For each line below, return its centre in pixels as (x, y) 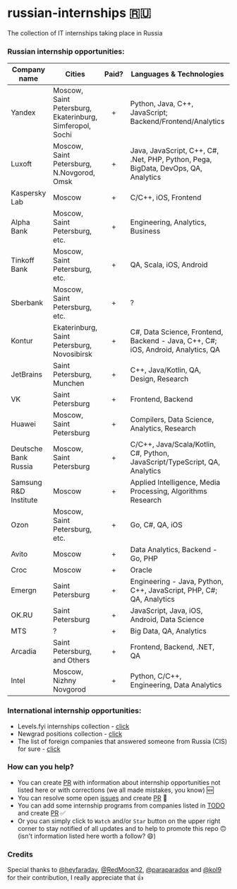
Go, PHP (144, 558)
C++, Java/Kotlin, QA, (166, 370)
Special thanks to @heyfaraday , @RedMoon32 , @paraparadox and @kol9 (115, 870)
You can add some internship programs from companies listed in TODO (121, 805)
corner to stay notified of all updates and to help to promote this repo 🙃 (122, 828)
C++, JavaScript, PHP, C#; (174, 590)
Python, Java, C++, (162, 104)
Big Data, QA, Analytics (168, 631)
